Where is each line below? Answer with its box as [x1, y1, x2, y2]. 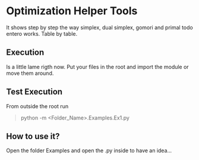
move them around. [6, 70, 54, 77]
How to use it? [6, 131, 60, 141]
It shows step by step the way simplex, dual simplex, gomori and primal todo [6, 24, 193, 31]
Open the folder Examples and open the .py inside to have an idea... [6, 147, 172, 154]
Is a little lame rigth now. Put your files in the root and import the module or [6, 63, 189, 70]
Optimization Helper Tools [6, 4, 138, 18]
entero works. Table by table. [6, 30, 78, 37]
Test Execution [6, 87, 63, 97]
